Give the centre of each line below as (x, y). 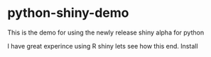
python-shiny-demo (68, 13)
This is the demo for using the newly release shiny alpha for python (106, 32)
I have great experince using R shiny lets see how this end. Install (103, 46)
